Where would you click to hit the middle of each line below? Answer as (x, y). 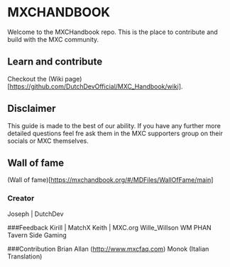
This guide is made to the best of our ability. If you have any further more (114, 125)
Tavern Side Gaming (37, 235)
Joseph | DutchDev (35, 214)
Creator (21, 198)
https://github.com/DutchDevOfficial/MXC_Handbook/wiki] (95, 86)
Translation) (25, 256)
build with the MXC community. (53, 39)
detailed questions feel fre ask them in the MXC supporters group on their (115, 133)
